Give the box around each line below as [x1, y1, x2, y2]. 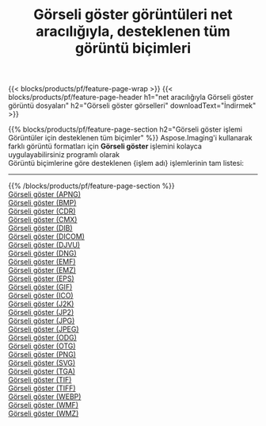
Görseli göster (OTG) [8, 341, 77, 351]
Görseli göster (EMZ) [8, 266, 77, 275]
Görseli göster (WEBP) [8, 392, 82, 401]
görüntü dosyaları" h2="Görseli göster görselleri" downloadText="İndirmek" [8, 101, 256, 110]
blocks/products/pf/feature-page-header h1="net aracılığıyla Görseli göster [8, 93, 254, 102]
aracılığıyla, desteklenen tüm [35, 22, 231, 40]
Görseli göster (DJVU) [8, 240, 81, 250]
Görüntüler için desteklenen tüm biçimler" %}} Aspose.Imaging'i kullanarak [8, 133, 253, 143]
